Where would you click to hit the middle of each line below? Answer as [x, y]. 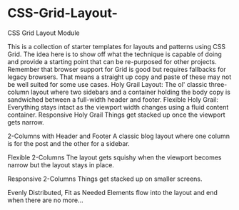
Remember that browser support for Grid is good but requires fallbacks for [117, 69]
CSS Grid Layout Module [44, 33]
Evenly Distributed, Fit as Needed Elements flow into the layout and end [112, 192]
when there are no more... [45, 200]
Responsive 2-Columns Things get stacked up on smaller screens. [105, 179]
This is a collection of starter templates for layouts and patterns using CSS [117, 46]
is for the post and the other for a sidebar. [68, 143]
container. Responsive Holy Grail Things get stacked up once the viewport [117, 115]
